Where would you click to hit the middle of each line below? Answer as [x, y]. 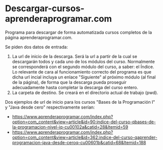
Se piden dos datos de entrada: [36, 47]
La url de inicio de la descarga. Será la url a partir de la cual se [74, 56]
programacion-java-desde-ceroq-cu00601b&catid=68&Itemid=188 [79, 142]
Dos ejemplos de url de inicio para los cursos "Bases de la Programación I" [80, 102]
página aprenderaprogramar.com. [39, 37]
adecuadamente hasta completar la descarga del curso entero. [75, 87]
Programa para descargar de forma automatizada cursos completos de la [79, 32]
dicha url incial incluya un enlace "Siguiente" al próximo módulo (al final [84, 77]
